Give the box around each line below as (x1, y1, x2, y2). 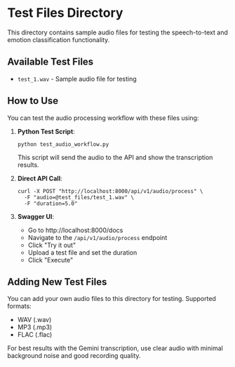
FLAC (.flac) (17, 331, 53, 339)
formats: (7, 302, 32, 310)
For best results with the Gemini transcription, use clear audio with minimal (7, 344, 223, 352)
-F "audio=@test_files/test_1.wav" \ (24, 194, 135, 201)
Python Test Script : (17, 127, 75, 135)
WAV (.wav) (17, 316, 52, 324)
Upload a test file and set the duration (27, 248, 137, 257)
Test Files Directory (7, 5, 123, 21)
